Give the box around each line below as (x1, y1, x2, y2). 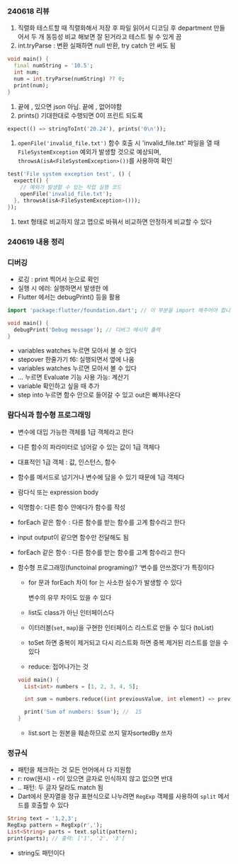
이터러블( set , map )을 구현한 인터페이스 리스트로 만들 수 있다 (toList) (28, 623, 215, 632)
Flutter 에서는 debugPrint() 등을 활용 (17, 292, 121, 301)
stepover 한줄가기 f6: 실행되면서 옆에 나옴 (17, 356, 135, 364)
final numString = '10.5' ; (13, 62, 93, 69)
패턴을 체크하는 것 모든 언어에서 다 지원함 (17, 766, 132, 774)
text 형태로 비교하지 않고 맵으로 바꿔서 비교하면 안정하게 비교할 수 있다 (17, 217, 212, 226)
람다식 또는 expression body (17, 487, 99, 496)
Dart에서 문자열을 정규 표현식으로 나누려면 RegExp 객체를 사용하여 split (17, 792, 217, 801)
